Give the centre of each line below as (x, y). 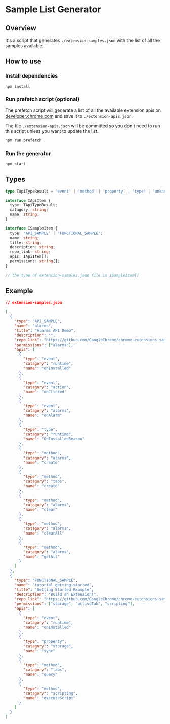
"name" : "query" (40, 674)
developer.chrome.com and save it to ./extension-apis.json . (69, 116)
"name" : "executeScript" (50, 698)
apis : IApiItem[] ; (29, 257)
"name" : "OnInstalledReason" (54, 439)
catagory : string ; (29, 210)
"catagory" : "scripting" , (51, 693)
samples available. (25, 46)
